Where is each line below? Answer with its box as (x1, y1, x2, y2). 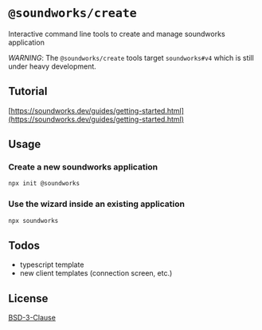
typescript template (19, 260, 84, 269)
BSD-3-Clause (8, 313, 56, 323)
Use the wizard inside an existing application (8, 198, 186, 209)
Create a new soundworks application (8, 161, 158, 173)
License (8, 292, 49, 305)
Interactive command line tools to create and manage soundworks (8, 29, 225, 38)
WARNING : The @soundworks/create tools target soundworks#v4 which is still (8, 53, 255, 62)
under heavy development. (8, 62, 97, 71)
